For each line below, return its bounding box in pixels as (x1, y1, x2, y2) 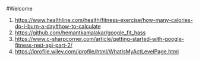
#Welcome (6, 5, 33, 12)
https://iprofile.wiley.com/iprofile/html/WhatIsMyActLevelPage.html (14, 48, 179, 55)
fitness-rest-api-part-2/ (14, 41, 73, 49)
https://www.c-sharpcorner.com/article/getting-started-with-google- (14, 36, 184, 42)
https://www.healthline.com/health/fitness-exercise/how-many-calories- (14, 17, 193, 23)
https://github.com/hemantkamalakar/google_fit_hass (14, 29, 146, 36)
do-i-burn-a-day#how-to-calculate (14, 23, 101, 30)
